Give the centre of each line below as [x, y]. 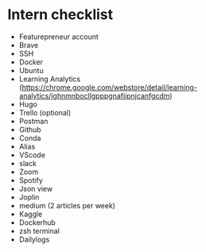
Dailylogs [34, 239]
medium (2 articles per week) [67, 205]
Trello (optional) [45, 112]
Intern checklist [60, 15]
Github [30, 130]
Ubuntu [31, 70]
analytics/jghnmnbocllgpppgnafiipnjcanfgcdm [94, 95]
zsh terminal [39, 231]
